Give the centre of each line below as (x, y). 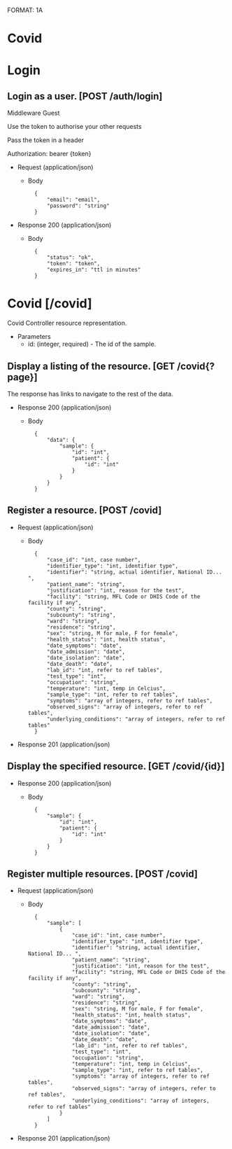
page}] (22, 377)
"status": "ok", (70, 258)
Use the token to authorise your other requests (74, 127)
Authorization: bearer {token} (49, 154)
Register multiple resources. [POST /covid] (102, 873)
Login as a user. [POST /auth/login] (85, 96)
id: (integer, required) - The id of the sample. (92, 344)
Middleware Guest (34, 113)
